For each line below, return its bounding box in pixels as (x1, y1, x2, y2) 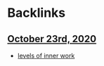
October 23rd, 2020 (7, 33, 97, 45)
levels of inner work (17, 51, 75, 60)
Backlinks (7, 5, 66, 21)
